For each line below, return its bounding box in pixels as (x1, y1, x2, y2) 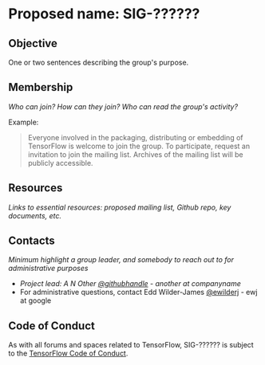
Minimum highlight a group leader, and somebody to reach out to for (8, 255, 234, 265)
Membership (8, 80, 73, 94)
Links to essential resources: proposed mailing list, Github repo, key (8, 202, 231, 212)
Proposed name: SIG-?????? (8, 5, 200, 23)
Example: (8, 117, 39, 127)
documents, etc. (8, 210, 62, 220)
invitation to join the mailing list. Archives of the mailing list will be (27, 149, 243, 159)
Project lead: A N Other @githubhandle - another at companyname (19, 279, 241, 288)
